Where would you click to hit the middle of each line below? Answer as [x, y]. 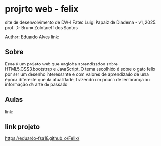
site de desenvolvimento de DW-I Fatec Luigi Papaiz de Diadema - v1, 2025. [81, 22]
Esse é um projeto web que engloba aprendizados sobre [61, 64]
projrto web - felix [42, 9]
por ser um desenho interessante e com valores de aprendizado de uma [77, 74]
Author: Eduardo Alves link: [32, 37]
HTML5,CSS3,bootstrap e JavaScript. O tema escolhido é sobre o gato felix [80, 69]
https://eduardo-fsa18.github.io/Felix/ [42, 138]
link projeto [23, 126]
